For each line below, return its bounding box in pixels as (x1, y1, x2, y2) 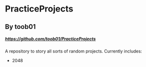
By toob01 (5, 23, 36, 31)
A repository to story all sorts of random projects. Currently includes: (5, 48, 142, 54)
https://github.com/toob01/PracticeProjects (5, 36, 96, 42)
